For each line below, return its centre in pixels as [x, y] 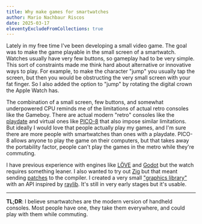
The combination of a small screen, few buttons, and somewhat [85, 102]
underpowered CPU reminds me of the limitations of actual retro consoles [97, 108]
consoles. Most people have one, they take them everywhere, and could [96, 208]
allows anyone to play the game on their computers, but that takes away [100, 141]
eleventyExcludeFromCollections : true [55, 29]
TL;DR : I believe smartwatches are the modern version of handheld [89, 202]
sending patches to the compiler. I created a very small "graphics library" [97, 178]
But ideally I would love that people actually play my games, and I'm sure [96, 128]
